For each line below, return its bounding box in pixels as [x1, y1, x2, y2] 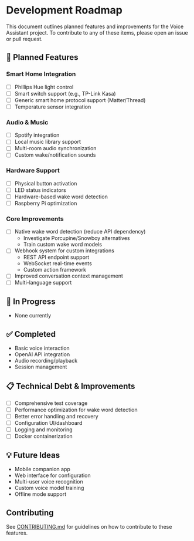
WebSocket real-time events [23, 260, 92, 267]
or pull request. [6, 35, 43, 42]
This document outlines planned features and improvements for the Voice [6, 23, 184, 30]
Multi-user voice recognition [14, 478, 83, 485]
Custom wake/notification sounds [14, 151, 96, 158]
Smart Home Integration [6, 70, 76, 78]
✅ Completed [6, 329, 56, 339]
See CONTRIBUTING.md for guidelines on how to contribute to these [6, 523, 172, 530]
